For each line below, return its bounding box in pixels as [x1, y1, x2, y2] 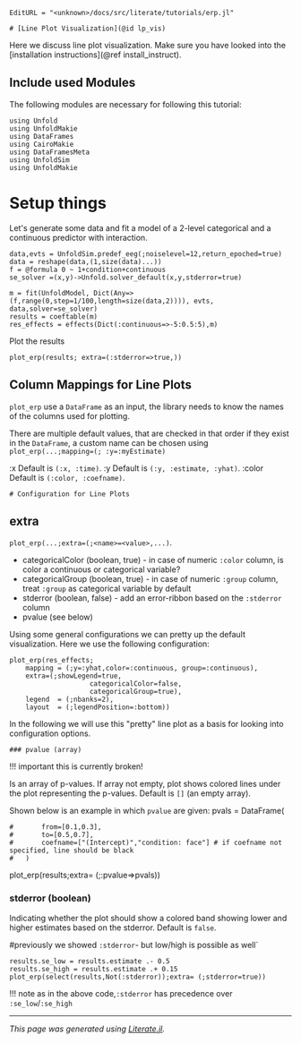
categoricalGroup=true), [89, 688, 182, 697]
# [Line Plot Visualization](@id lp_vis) [9, 24, 167, 33]
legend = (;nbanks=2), [25, 695, 115, 705]
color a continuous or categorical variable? [21, 564, 181, 575]
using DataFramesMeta [9, 148, 90, 157]
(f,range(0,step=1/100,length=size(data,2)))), [9, 296, 191, 305]
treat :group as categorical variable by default [21, 583, 192, 594]
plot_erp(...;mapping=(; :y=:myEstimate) [9, 447, 167, 456]
